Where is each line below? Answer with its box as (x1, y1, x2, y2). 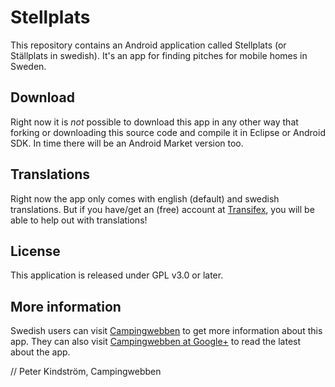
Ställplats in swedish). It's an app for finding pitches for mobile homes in (10, 49, 308, 61)
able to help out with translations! (10, 214, 148, 226)
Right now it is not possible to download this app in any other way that (10, 116, 299, 128)
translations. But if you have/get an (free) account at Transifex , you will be (10, 203, 315, 215)
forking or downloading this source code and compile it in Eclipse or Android (10, 126, 326, 138)
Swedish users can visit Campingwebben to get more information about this (10, 325, 323, 337)
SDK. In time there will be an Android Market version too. (10, 137, 244, 149)
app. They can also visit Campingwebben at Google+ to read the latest (10, 336, 302, 348)
